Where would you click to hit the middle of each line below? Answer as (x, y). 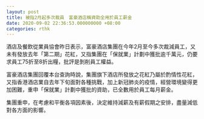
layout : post (23, 12)
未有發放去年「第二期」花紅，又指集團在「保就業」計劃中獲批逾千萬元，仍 (99, 54)
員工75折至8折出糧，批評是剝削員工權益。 (64, 62)
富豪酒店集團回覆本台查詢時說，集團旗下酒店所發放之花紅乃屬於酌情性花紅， (102, 75)
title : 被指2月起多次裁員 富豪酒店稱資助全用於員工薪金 (69, 18)
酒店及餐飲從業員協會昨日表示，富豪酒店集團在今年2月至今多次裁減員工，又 (101, 47)
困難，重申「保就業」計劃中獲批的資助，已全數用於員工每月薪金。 (94, 90)
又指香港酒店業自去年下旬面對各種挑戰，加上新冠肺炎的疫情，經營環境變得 (99, 82)
